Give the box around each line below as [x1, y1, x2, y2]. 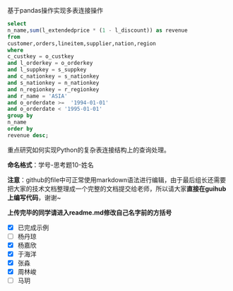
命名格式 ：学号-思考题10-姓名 [7, 160, 94, 169]
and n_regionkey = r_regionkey [7, 85, 100, 93]
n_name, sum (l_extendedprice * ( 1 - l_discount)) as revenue [7, 27, 189, 34]
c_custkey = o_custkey [7, 53, 74, 60]
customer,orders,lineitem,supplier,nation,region [7, 40, 157, 47]
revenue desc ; [7, 131, 49, 139]
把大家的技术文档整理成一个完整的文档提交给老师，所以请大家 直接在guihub [7, 184, 227, 193]
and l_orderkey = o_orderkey [7, 59, 93, 67]
